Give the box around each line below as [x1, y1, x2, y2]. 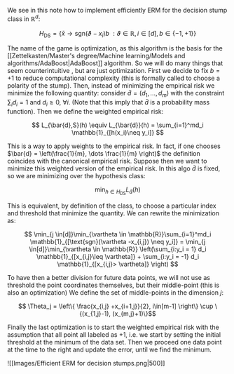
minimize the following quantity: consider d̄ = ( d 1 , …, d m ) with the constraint [7, 89, 225, 99]
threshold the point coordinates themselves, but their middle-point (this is [7, 281, 219, 290]
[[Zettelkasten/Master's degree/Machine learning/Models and [7, 52, 186, 60]
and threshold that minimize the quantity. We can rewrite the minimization [7, 209, 219, 218]
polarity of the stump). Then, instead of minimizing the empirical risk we [7, 81, 215, 90]
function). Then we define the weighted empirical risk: [7, 107, 164, 116]
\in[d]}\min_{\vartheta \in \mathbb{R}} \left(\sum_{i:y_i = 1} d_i [29, 245, 207, 253]
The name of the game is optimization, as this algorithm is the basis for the [7, 44, 223, 53]
